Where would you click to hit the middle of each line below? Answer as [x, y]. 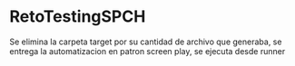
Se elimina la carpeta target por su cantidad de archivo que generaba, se [146, 42]
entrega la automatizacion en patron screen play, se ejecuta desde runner [147, 51]
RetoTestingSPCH [78, 17]
